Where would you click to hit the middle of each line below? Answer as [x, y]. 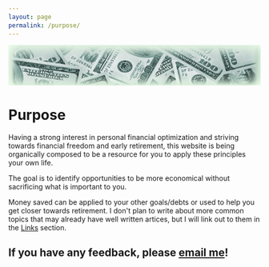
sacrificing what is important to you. [68, 186]
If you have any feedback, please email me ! [118, 253]
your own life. [31, 162]
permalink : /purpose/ [44, 25]
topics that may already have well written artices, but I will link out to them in [134, 219]
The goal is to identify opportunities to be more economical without [119, 178]
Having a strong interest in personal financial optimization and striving [124, 137]
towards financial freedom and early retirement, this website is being [121, 145]
